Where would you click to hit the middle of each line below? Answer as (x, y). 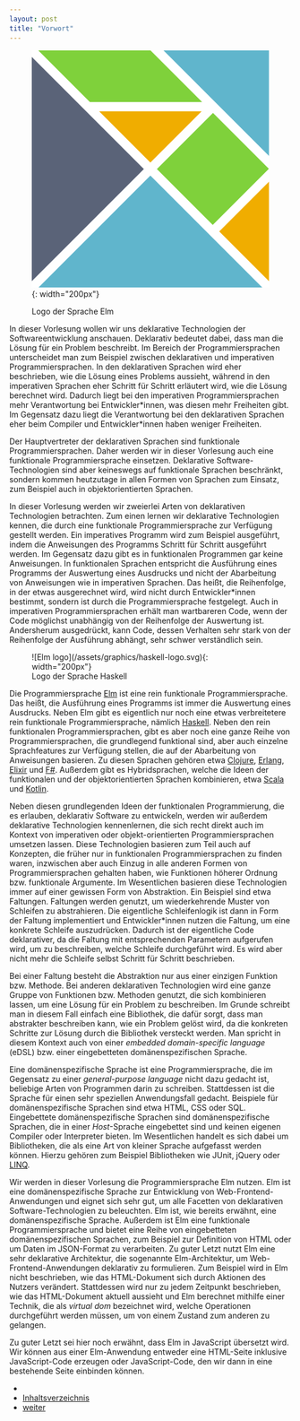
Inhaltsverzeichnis (56, 1398)
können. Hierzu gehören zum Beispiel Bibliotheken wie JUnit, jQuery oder (145, 1155)
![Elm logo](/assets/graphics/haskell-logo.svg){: (120, 657)
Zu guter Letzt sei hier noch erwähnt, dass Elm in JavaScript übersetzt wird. (149, 1342)
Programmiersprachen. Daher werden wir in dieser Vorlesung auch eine (141, 451)
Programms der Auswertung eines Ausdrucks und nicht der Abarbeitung (143, 573)
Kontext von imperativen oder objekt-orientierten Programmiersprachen (142, 835)
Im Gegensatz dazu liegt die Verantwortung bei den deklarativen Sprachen (147, 414)
